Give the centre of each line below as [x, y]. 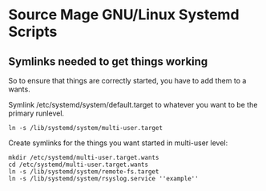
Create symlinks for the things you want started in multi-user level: [118, 143]
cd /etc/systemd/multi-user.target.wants [79, 165]
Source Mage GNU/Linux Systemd [124, 15]
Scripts [33, 32]
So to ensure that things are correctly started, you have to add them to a [127, 81]
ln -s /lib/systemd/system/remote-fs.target [84, 172]
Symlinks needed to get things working [108, 61]
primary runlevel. [36, 113]
